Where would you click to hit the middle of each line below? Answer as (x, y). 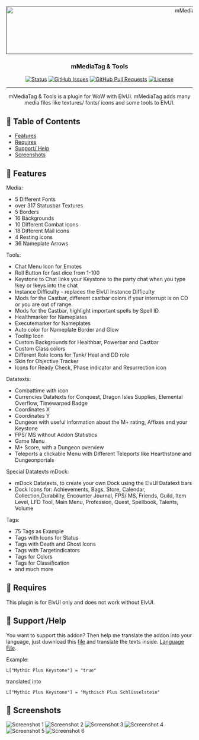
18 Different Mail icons (42, 231)
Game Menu (30, 441)
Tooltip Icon (29, 336)
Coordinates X (32, 409)
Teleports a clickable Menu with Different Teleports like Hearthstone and (103, 454)
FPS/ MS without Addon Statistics (56, 434)
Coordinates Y (32, 415)
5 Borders (27, 212)
